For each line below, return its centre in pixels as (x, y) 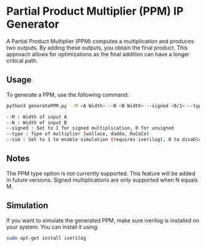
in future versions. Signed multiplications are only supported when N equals (102, 180)
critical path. (22, 61)
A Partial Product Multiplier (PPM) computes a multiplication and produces (100, 41)
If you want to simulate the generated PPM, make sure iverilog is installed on (103, 220)
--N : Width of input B (37, 123)
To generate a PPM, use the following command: (68, 94)
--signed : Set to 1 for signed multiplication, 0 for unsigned (90, 128)
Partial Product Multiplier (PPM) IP (95, 11)
